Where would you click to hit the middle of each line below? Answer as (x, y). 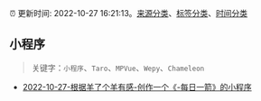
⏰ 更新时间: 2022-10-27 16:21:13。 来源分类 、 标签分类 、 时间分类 (129, 13)
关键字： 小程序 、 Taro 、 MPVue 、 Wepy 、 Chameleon (118, 68)
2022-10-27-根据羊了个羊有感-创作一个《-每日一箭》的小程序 (137, 87)
